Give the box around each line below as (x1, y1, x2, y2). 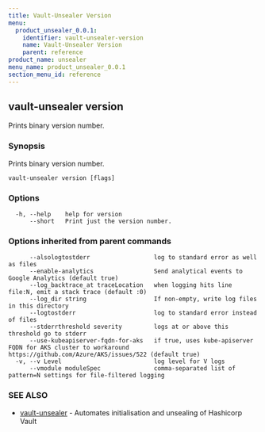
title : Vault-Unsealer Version (8, 11, 112, 20)
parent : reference (22, 48, 83, 56)
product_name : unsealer (8, 56, 87, 64)
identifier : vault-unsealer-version (22, 33, 144, 42)
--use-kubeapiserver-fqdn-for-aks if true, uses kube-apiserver (29, 337, 254, 345)
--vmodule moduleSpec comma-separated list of (29, 365, 236, 373)
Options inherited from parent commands (8, 235, 172, 247)
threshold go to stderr (8, 330, 87, 338)
